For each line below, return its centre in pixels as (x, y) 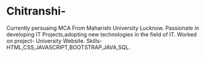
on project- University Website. (46, 41)
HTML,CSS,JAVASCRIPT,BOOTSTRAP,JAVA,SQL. (68, 47)
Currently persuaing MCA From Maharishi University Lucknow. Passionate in (103, 28)
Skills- (94, 41)
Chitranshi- (36, 11)
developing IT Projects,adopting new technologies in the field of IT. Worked (102, 34)
